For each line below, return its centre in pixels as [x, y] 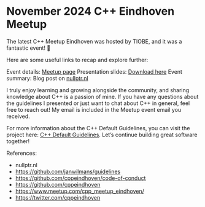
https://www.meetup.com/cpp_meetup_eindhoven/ [79, 191]
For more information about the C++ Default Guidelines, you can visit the [98, 128]
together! [18, 141]
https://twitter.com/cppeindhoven [58, 197]
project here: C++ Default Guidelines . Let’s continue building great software [102, 135]
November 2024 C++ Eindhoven [91, 11]
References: [21, 153]
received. [18, 116]
